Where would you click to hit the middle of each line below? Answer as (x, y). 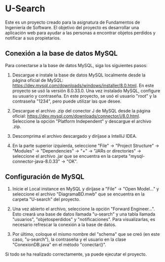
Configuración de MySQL (45, 177)
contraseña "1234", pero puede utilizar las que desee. (67, 101)
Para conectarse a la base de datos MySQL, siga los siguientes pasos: (76, 65)
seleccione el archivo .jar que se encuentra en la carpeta (70, 156)
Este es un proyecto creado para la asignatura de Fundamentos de (73, 22)
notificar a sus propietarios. (33, 38)
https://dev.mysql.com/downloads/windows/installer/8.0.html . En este (83, 85)
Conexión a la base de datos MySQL (61, 54)
